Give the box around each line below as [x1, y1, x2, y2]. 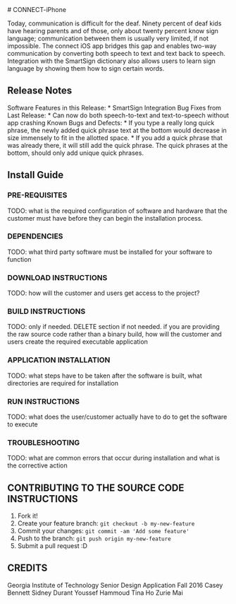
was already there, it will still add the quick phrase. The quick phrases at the [7, 141, 228, 149]
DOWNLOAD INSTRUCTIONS [7, 272, 108, 282]
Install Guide [7, 169, 64, 181]
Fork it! [17, 511, 39, 521]
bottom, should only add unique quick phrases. [7, 149, 144, 157]
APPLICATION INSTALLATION [7, 355, 111, 365]
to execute [7, 419, 38, 429]
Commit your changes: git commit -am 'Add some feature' [17, 527, 190, 535]
